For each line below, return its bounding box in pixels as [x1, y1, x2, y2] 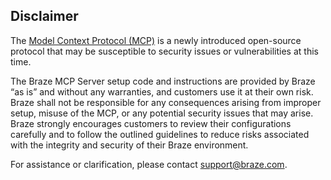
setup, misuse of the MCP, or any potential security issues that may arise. [10, 107, 314, 119]
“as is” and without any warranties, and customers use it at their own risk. [10, 85, 314, 98]
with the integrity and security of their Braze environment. [10, 139, 249, 151]
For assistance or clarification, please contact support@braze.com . [10, 158, 288, 170]
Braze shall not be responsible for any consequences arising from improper [10, 96, 322, 108]
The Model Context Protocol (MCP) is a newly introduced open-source [10, 34, 302, 46]
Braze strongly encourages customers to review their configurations [10, 117, 292, 129]
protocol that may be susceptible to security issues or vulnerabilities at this [10, 45, 319, 57]
